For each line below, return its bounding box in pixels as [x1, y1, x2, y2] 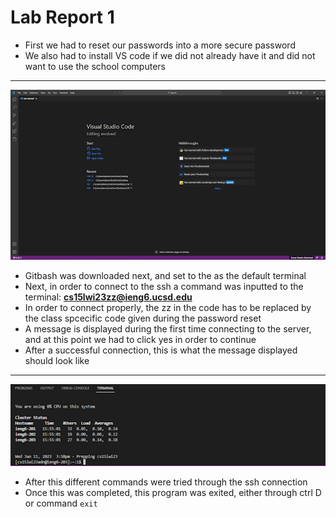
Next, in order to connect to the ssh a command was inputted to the [24, 280, 304, 292]
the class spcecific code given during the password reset [24, 312, 262, 324]
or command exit [24, 497, 98, 509]
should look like [24, 354, 90, 366]
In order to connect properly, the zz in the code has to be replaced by [24, 301, 312, 313]
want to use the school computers [24, 60, 166, 72]
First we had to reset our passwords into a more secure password [24, 39, 296, 51]
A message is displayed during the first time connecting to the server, [24, 322, 312, 335]
